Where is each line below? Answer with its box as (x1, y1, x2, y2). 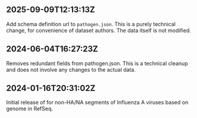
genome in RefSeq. (6, 105, 54, 112)
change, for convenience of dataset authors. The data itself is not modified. (6, 27, 192, 34)
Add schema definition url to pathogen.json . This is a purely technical (6, 20, 176, 27)
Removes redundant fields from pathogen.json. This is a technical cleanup (6, 59, 189, 67)
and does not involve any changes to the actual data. (6, 66, 136, 73)
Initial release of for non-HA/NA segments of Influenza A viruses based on (6, 99, 189, 106)
